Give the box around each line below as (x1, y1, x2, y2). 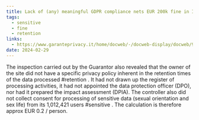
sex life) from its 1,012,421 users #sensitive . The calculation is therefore (6, 101, 182, 108)
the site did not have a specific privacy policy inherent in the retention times (6, 69, 191, 77)
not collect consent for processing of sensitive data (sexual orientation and (6, 95, 190, 102)
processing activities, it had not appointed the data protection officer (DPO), (6, 82, 191, 89)
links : (6, 36, 23, 42)
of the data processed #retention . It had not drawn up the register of (6, 76, 175, 83)
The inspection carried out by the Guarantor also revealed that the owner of (6, 63, 191, 70)
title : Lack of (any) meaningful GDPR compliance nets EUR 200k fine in (6, 8, 190, 15)
